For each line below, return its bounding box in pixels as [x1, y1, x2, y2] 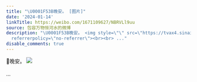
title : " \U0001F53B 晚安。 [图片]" [6, 8, 86, 15]
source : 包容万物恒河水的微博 [6, 24, 72, 31]
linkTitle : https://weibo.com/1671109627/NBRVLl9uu [6, 19, 135, 25]
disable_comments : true [6, 41, 64, 47]
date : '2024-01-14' [6, 14, 54, 20]
